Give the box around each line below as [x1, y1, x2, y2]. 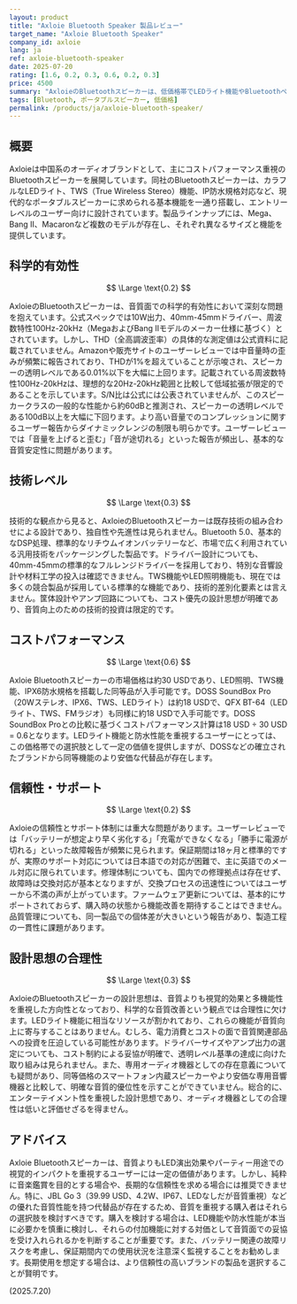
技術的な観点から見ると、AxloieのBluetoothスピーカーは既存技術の [9, 515, 253, 526]
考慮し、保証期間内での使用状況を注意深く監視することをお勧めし [32, 1246, 272, 1256]
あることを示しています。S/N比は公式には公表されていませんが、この [9, 389, 262, 399]
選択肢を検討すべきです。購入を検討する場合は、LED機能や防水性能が [16, 1212, 271, 1223]
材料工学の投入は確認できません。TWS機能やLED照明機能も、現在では [24, 570, 281, 581]
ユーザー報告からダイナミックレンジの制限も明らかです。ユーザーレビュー [16, 422, 287, 433]
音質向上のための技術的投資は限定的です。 [24, 604, 179, 614]
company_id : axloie [9, 37, 81, 47]
